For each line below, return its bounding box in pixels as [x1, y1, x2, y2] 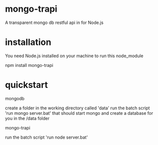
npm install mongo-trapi [5, 62, 54, 68]
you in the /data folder [5, 115, 50, 121]
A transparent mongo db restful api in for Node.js [5, 20, 104, 25]
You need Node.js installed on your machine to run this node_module [5, 53, 144, 59]
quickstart [5, 80, 48, 91]
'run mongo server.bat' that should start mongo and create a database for [5, 110, 154, 116]
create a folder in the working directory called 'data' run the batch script [5, 105, 150, 111]
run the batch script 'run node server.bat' [5, 134, 88, 140]
